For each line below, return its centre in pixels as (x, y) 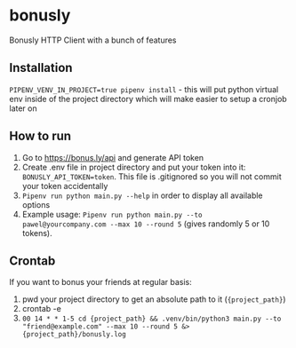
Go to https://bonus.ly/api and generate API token (113, 157)
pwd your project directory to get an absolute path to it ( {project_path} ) (154, 299)
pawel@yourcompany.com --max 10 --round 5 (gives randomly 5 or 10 (146, 224)
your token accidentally (65, 186)
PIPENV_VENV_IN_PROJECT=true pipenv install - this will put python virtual (144, 89)
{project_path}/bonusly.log (74, 335)
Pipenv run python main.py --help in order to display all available (143, 195)
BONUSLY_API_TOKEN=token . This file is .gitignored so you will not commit (152, 176)
